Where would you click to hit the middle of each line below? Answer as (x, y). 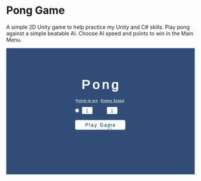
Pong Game (36, 10)
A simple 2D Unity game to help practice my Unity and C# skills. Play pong (98, 27)
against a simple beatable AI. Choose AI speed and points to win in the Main (100, 33)
